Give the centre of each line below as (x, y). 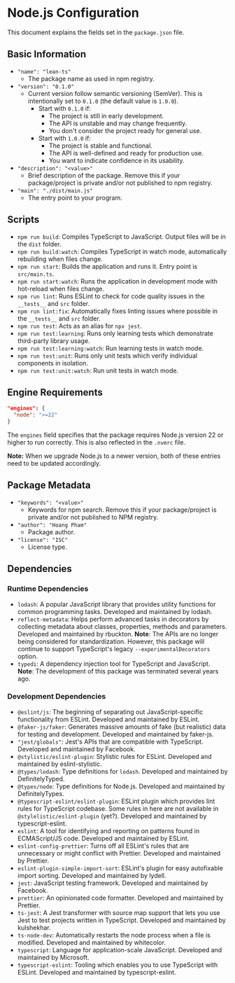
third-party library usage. (54, 340)
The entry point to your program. (75, 197)
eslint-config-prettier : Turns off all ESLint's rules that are (103, 846)
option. (28, 656)
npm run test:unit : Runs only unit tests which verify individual (107, 356)
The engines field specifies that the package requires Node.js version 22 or (115, 435)
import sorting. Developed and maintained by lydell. (92, 875)
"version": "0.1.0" (46, 86)
